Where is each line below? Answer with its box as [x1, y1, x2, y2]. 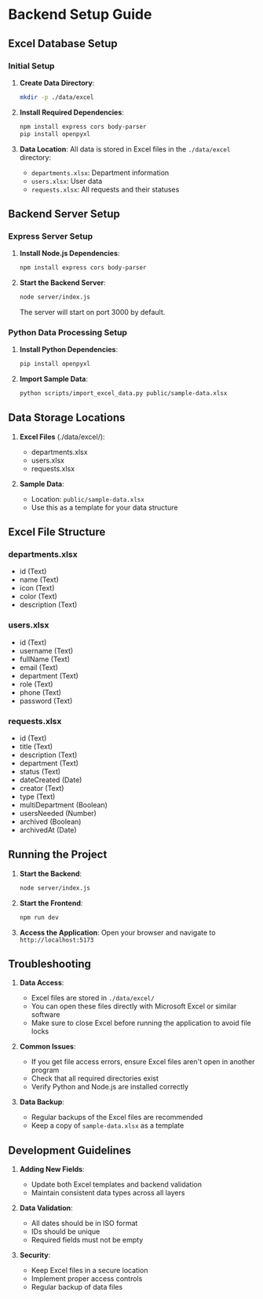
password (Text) [19, 696, 73, 705]
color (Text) [19, 591, 57, 602]
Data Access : [19, 978, 64, 987]
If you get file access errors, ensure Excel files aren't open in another [31, 1057, 255, 1067]
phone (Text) [19, 687, 61, 697]
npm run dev [19, 913, 59, 921]
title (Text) [19, 742, 53, 752]
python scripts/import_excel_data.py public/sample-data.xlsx [19, 390, 228, 397]
